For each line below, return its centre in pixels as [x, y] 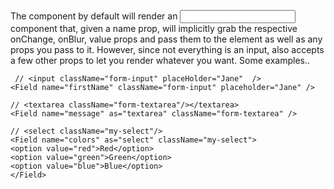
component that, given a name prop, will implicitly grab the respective [154, 28]
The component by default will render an [94, 16]
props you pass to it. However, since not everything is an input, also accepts [167, 49]
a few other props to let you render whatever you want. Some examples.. [160, 60]
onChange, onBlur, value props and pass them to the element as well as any [166, 39]
